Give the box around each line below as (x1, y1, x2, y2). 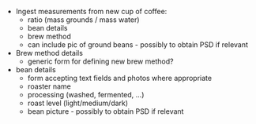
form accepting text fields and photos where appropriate (27, 74, 212, 82)
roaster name (27, 82, 71, 91)
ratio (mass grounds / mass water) (27, 15, 140, 24)
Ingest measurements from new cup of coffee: (15, 7, 168, 16)
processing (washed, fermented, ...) (27, 90, 145, 99)
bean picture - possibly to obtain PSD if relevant (27, 107, 184, 116)
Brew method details (15, 49, 83, 57)
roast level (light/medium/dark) (27, 98, 129, 108)
